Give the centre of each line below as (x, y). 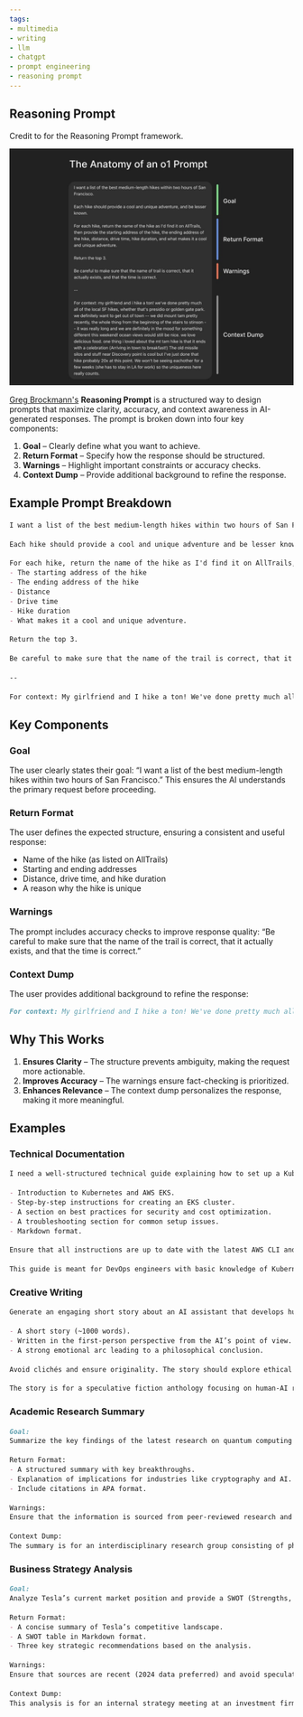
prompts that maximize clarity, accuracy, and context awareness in (133, 409)
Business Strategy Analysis (71, 1569)
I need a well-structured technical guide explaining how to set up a (145, 1174)
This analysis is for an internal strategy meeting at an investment (143, 1703)
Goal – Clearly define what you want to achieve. (111, 446)
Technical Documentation (67, 1154)
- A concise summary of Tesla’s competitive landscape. (116, 1627)
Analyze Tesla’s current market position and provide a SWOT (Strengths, (151, 1599)
